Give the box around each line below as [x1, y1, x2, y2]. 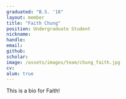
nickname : [6, 31, 31, 37]
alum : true [6, 71, 34, 77]
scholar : [6, 54, 28, 60]
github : [6, 48, 26, 54]
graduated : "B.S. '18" [6, 8, 64, 15]
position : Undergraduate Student [6, 25, 91, 32]
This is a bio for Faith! [6, 87, 61, 94]
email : [6, 43, 23, 49]
